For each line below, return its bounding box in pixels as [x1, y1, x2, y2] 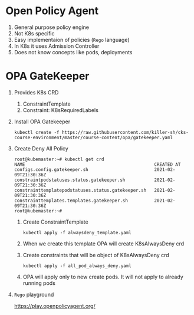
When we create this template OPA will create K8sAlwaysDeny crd [22, 240, 185, 247]
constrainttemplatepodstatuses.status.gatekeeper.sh [14, 187, 147, 193]
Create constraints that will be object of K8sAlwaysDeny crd [22, 251, 169, 258]
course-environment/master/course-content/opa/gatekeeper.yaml [14, 134, 173, 140]
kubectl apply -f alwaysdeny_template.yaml [22, 229, 132, 235]
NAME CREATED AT [14, 161, 181, 168]
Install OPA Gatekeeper [14, 118, 71, 125]
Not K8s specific [14, 29, 55, 37]
